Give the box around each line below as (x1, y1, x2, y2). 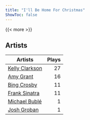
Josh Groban (8, 106, 39, 113)
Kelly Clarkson (8, 65, 42, 72)
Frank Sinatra (8, 90, 40, 97)
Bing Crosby (8, 81, 37, 88)
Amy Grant (8, 73, 34, 80)
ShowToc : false (5, 12, 38, 17)
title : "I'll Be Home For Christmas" (5, 7, 85, 13)
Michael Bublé (8, 98, 42, 105)
